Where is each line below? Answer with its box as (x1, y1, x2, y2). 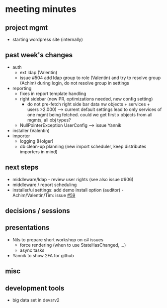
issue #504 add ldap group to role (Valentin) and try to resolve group (19, 75, 161, 81)
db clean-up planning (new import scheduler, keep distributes (19, 143, 147, 149)
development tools (5, 284, 65, 292)
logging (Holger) (19, 138, 54, 144)
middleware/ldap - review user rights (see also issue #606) (12, 176, 134, 182)
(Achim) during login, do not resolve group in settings (19, 80, 129, 86)
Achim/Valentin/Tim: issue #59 (12, 192, 76, 198)
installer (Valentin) (12, 127, 50, 133)
